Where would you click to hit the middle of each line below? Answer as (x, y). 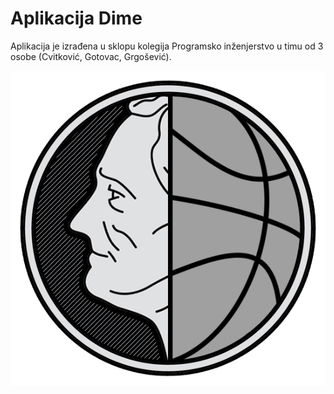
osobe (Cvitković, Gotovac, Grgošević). (91, 56)
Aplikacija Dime (76, 18)
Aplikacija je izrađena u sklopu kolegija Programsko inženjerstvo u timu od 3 (167, 46)
